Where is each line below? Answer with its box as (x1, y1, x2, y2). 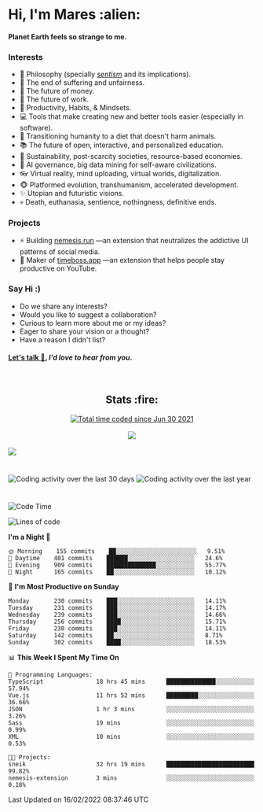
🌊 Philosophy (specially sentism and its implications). (19, 69, 191, 79)
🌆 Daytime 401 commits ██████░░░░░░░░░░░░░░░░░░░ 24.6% (8, 555, 223, 563)
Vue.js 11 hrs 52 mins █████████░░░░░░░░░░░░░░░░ (8, 692, 255, 699)
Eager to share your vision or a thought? (19, 327, 150, 336)
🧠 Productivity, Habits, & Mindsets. (19, 103, 132, 113)
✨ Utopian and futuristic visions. (19, 189, 124, 198)
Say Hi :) (8, 283, 41, 294)
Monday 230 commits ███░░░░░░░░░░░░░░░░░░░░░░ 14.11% (8, 597, 226, 605)
